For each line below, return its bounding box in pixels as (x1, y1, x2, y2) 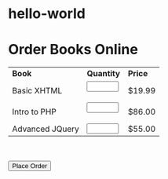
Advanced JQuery (12, 123, 80, 134)
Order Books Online (8, 41, 139, 59)
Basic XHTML (12, 85, 63, 96)
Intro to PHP (12, 106, 57, 117)
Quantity (86, 68, 120, 79)
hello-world (8, 5, 86, 23)
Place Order (12, 162, 48, 170)
